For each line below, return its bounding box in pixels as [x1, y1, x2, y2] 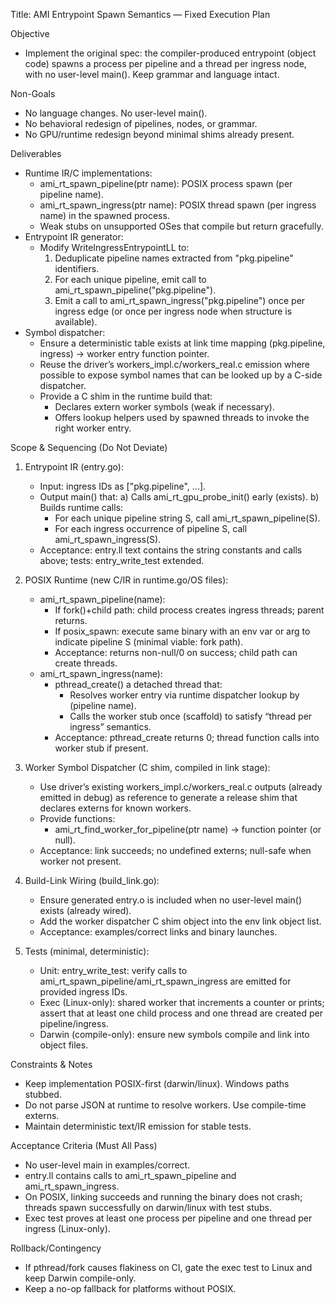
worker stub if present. [54, 742, 149, 754]
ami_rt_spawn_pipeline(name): [39, 594, 166, 605]
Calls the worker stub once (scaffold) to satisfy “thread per [69, 710, 313, 722]
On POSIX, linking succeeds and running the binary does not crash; [24, 1191, 303, 1203]
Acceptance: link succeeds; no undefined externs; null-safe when [39, 845, 312, 856]
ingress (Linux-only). [24, 1223, 111, 1234]
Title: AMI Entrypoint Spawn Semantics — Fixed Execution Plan [10, 9, 271, 20]
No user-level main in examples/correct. [24, 1159, 191, 1171]
